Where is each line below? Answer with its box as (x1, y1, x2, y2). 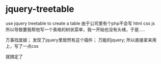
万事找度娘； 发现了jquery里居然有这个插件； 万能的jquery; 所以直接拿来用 (5, 37, 157, 43)
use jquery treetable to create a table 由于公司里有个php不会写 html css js (5, 20, 155, 26)
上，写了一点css (5, 43, 39, 49)
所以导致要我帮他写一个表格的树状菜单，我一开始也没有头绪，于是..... (5, 26, 145, 32)
